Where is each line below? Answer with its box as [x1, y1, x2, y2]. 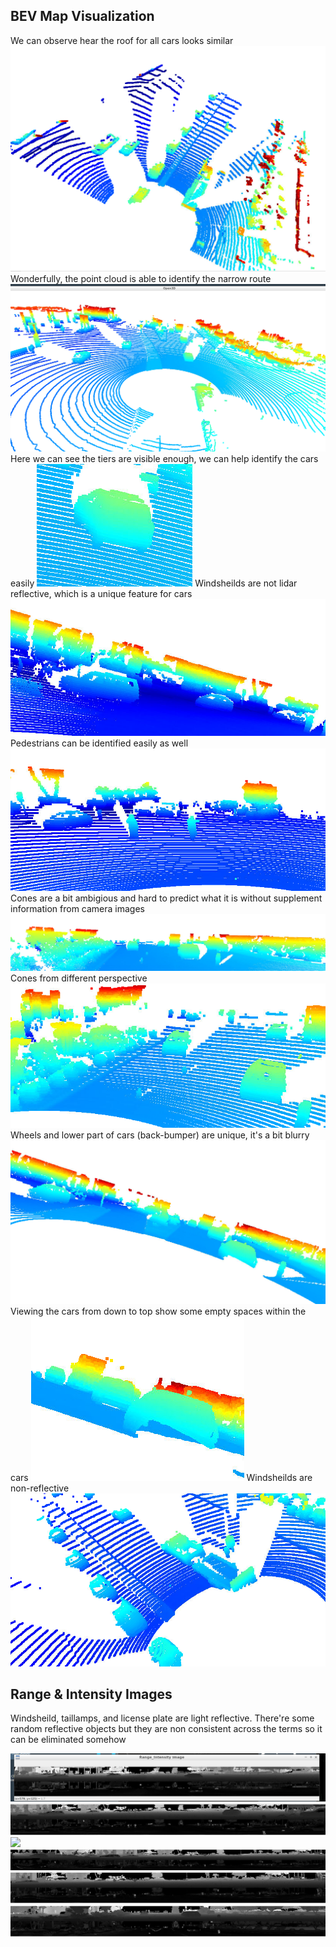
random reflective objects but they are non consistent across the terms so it [10, 1723, 323, 1735]
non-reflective [10, 1482, 70, 1494]
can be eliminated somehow [10, 1734, 127, 1746]
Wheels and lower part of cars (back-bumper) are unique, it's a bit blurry [10, 1129, 310, 1141]
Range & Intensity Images [10, 1685, 173, 1703]
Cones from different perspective [10, 972, 148, 984]
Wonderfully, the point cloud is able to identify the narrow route [10, 272, 272, 284]
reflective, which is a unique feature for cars [10, 587, 193, 599]
